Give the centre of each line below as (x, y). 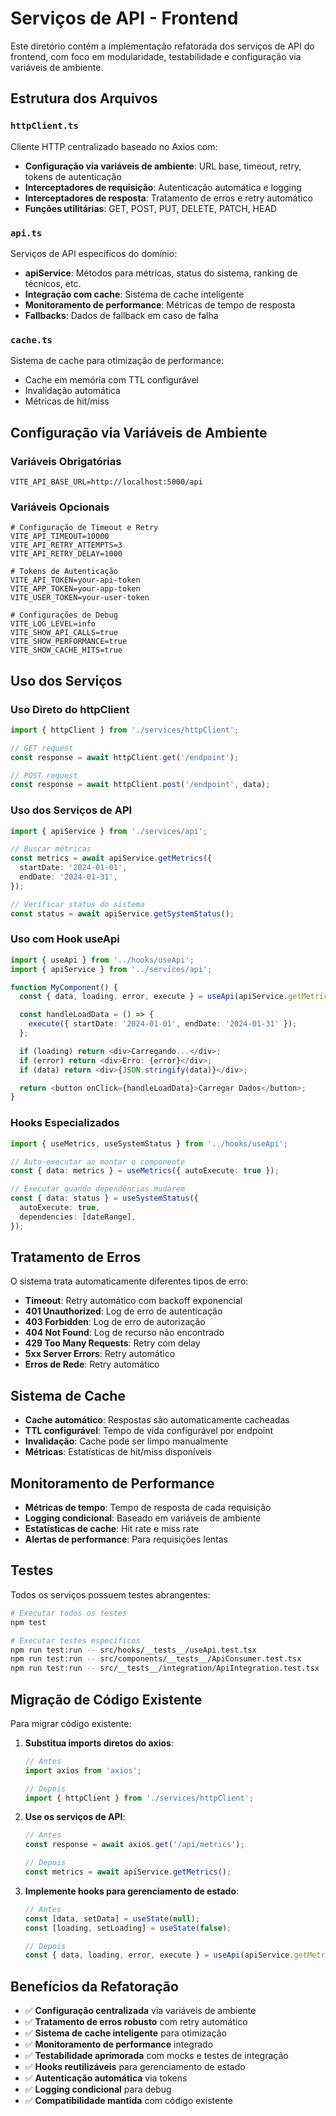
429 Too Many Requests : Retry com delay (112, 1343)
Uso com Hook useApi (65, 939)
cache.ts (31, 340)
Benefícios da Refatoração (94, 1986)
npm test (28, 1622)
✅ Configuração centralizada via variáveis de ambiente (140, 2011)
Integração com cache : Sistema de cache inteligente (134, 294)
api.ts (26, 233)
